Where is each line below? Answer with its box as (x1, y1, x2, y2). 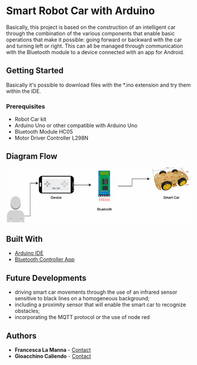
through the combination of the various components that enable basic (6, 29, 175, 36)
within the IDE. (6, 87, 41, 95)
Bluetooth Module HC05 (14, 128, 73, 135)
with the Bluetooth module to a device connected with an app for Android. (6, 48, 185, 55)
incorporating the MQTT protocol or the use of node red (14, 314, 150, 321)
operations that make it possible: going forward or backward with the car (6, 36, 182, 43)
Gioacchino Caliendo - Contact (14, 352, 91, 360)
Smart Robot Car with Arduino (6, 4, 155, 18)
